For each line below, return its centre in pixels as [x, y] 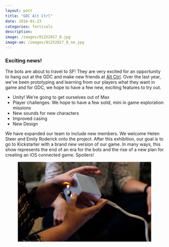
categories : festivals [29, 27]
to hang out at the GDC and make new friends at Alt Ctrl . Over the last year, [83, 77]
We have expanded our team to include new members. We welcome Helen [82, 134]
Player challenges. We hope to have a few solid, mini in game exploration [88, 102]
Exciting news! [24, 60]
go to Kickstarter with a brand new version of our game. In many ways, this [83, 144]
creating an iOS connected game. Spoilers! [50, 155]
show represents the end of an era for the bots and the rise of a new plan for [84, 150]
